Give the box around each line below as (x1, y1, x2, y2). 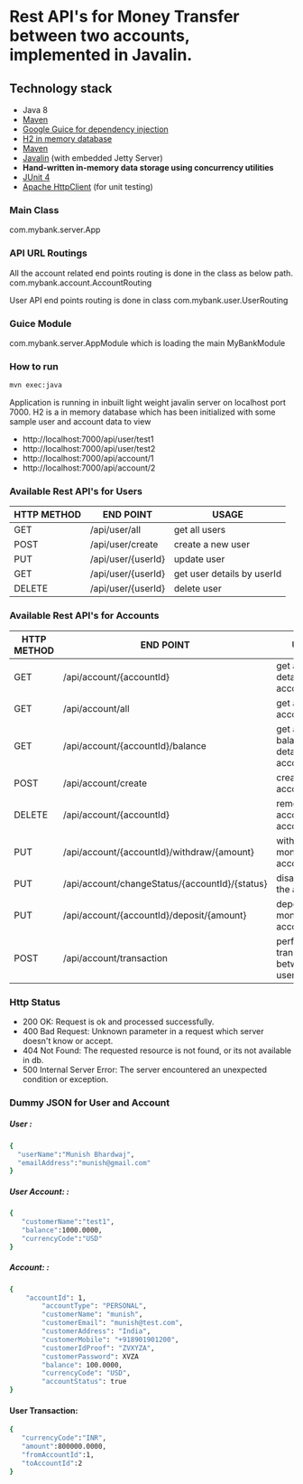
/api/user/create (89, 538, 159, 551)
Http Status (9, 995, 61, 1008)
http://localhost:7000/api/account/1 (22, 453, 155, 464)
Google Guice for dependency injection (22, 124, 169, 135)
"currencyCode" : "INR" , (21, 1433, 106, 1442)
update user (173, 553, 225, 565)
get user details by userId (173, 567, 282, 580)
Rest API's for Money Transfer (9, 6, 240, 27)
